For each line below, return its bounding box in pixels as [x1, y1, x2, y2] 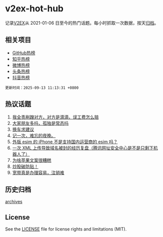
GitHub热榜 [12, 50, 35, 56]
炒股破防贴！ [12, 163, 38, 169]
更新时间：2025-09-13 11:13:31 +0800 [5, 85, 79, 90]
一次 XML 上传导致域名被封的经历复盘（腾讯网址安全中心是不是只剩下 [12, 145, 154, 151]
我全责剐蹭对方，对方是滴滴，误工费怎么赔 [12, 114, 99, 120]
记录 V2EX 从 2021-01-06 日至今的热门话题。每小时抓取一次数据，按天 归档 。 [5, 20, 159, 26]
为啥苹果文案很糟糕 [12, 157, 52, 163]
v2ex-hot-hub [5, 3, 64, 14]
